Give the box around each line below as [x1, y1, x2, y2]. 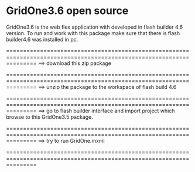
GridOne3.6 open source [6, 4, 129, 18]
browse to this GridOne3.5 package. [6, 113, 94, 121]
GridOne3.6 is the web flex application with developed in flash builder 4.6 [6, 23, 183, 30]
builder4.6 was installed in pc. [6, 36, 78, 43]
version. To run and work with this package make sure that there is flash [6, 29, 180, 36]
